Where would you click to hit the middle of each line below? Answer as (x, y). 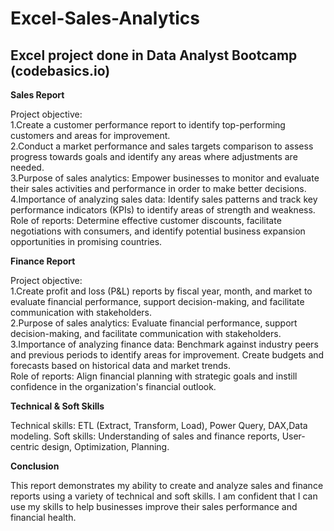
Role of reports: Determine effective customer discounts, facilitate (146, 220)
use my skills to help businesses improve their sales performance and (154, 506)
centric (25, 446)
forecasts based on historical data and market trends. (121, 365)
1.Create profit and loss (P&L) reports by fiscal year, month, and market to (161, 291)
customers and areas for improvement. (90, 135)
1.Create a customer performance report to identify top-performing (148, 125)
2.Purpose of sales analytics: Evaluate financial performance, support (154, 323)
